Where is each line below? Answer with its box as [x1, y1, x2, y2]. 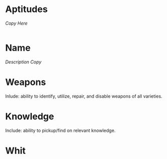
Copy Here [5, 20, 28, 26]
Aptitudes [5, 4, 48, 15]
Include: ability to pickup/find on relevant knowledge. [5, 127, 116, 133]
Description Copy [5, 59, 42, 65]
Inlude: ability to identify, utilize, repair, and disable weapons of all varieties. [5, 93, 162, 99]
